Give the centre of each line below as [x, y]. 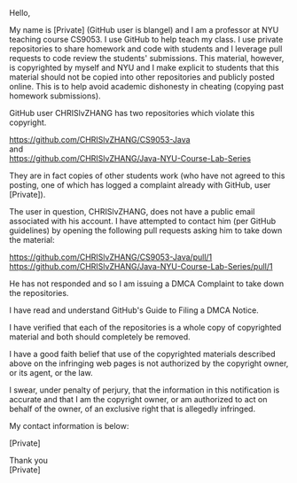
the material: [32, 240]
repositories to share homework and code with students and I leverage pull [146, 49]
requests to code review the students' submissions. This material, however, [147, 58]
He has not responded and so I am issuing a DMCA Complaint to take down [147, 284]
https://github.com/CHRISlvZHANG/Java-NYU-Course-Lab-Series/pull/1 [141, 266]
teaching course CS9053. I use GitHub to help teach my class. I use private [146, 39]
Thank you [29, 460]
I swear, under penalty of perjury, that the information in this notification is [145, 390]
